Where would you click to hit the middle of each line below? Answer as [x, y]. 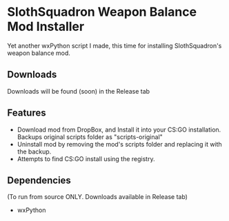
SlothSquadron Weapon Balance [102, 12]
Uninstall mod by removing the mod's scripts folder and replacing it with [119, 144]
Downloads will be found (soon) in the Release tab [79, 91]
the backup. [34, 151]
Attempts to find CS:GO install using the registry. [86, 158]
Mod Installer [46, 27]
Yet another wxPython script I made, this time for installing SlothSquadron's [114, 45]
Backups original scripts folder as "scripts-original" [90, 137]
